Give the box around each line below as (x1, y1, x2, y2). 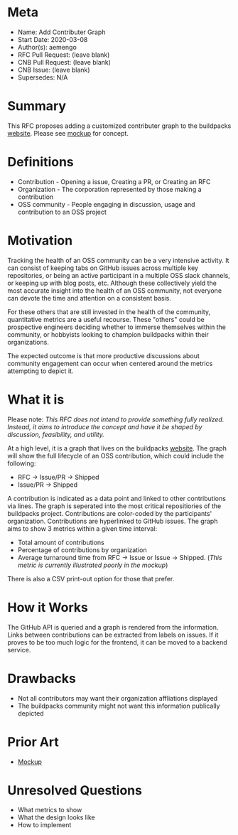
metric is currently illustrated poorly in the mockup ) (17, 561, 168, 569)
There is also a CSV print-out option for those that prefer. (7, 574, 175, 583)
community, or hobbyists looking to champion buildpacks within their (7, 330, 210, 338)
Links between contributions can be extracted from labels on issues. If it (7, 630, 219, 639)
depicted (17, 709, 44, 718)
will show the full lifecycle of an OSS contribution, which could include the (7, 451, 225, 460)
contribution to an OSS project (17, 208, 107, 216)
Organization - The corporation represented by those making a (17, 185, 202, 193)
